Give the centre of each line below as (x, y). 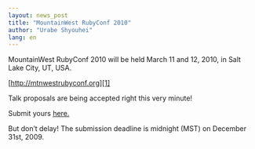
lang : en (22, 37)
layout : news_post (38, 15)
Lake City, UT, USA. (40, 68)
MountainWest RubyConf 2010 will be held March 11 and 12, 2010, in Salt (125, 60)
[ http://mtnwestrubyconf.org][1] (59, 83)
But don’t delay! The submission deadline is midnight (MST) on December (127, 129)
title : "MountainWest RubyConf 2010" (70, 23)
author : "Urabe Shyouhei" (50, 30)
